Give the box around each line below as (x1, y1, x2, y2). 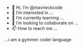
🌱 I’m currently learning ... (11, 15, 64, 20)
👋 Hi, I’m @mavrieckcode (11, 5, 63, 10)
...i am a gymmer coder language (4, 37, 72, 42)
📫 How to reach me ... (11, 26, 57, 31)
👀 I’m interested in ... (11, 10, 54, 16)
